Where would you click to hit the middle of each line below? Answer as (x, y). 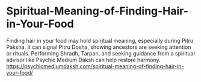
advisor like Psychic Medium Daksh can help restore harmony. (83, 60)
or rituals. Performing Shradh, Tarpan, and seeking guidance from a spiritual (101, 53)
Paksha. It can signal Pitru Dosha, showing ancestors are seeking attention (99, 47)
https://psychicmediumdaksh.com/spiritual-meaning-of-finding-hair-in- (95, 66)
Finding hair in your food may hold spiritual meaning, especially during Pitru (100, 40)
